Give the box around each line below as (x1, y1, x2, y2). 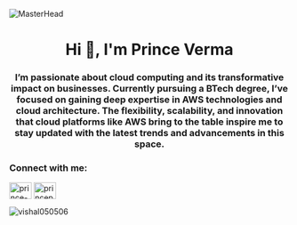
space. (134, 138, 165, 150)
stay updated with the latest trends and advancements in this (14, 127, 285, 140)
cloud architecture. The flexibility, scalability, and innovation (15, 105, 284, 117)
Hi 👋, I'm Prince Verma (65, 40, 234, 60)
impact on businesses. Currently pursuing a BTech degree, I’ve (10, 83, 289, 95)
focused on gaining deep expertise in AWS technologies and (16, 93, 283, 106)
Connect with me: (9, 162, 88, 174)
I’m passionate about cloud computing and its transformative (14, 71, 285, 84)
